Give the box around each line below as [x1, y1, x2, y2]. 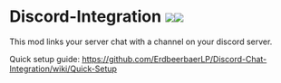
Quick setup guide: [9, 53, 80, 64]
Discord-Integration [9, 6, 161, 27]
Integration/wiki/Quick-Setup [9, 63, 118, 74]
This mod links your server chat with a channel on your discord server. [9, 36, 273, 47]
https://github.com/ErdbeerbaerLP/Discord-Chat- [81, 53, 267, 64]
